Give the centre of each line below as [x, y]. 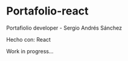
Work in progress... [30, 51]
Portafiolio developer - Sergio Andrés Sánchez [64, 28]
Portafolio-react [47, 11]
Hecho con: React [29, 39]
